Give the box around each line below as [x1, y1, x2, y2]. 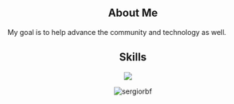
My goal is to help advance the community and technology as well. [7, 27, 227, 37]
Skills [119, 51, 147, 64]
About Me [107, 6, 158, 20]
